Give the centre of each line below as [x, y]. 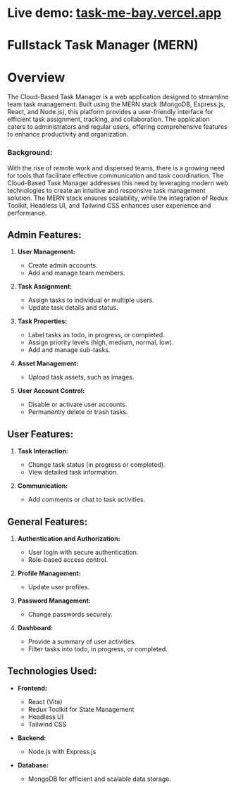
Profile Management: [49, 573]
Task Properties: [42, 321]
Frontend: [32, 688]
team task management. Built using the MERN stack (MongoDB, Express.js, [116, 104]
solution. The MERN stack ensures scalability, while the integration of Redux [118, 198]
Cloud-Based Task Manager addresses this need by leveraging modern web [118, 183]
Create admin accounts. [63, 265]
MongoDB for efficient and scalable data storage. [99, 779]
